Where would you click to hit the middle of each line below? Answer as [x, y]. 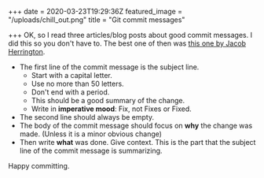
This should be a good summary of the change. [108, 100]
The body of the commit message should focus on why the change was [136, 126]
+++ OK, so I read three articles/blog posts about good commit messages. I [130, 35]
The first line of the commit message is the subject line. [109, 67]
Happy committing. [39, 166]
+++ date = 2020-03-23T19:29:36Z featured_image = [95, 11]
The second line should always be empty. [87, 117]
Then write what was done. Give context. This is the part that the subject [137, 142]
